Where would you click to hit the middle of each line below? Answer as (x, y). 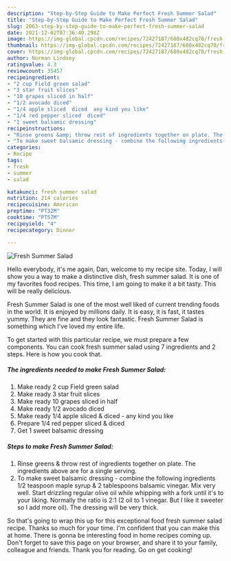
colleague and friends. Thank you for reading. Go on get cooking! (100, 550)
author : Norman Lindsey (41, 58)
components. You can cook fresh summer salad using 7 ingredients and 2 (111, 347)
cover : (16, 52)
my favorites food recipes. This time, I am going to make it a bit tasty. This (112, 284)
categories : (24, 148)
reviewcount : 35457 (35, 71)
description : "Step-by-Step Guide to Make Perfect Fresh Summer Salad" (112, 13)
